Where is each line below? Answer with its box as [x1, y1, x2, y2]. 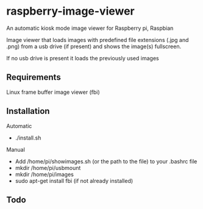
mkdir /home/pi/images [15, 171, 74, 178]
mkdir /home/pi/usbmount [15, 164, 81, 171]
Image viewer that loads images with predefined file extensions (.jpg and [6, 36, 189, 43]
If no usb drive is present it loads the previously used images [6, 54, 160, 62]
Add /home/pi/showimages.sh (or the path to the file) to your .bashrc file [15, 157, 198, 165]
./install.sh [15, 134, 41, 141]
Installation [6, 106, 50, 116]
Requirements [6, 72, 61, 83]
